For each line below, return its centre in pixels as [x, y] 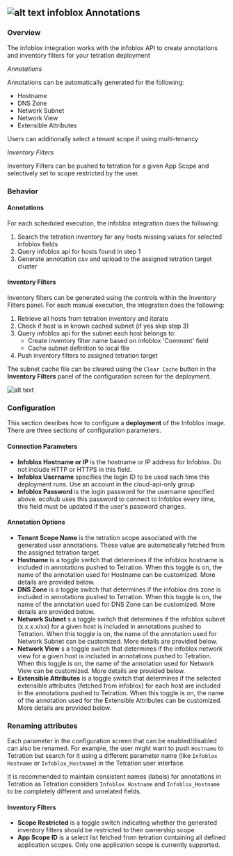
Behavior [23, 191]
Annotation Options [37, 522]
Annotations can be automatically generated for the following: [96, 82]
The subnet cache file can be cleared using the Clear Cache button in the [112, 369]
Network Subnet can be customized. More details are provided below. [117, 641]
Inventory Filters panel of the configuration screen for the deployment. [109, 377]
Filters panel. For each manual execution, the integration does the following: [116, 305]
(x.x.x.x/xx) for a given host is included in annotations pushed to [109, 626]
